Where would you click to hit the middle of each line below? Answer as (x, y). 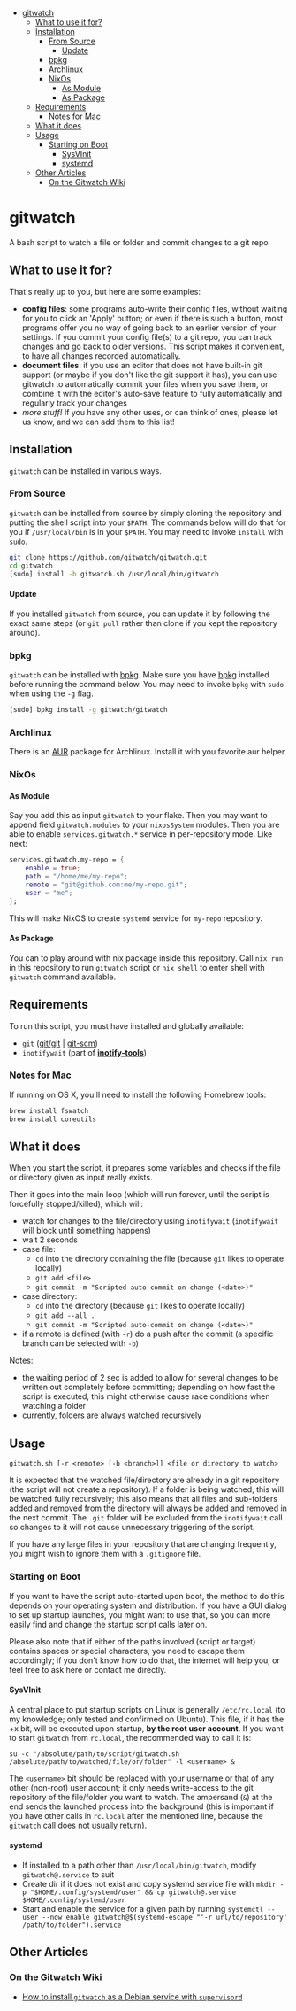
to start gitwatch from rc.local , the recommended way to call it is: (130, 1737)
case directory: (49, 1296)
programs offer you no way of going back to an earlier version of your (149, 328)
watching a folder (54, 1406)
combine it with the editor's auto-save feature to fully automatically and (152, 393)
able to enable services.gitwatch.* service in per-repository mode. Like (141, 834)
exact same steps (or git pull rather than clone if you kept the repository (144, 623)
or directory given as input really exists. (81, 1178)
